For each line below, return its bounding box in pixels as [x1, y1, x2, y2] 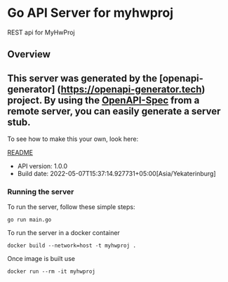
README [7, 149, 34, 157]
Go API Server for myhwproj [7, 5, 174, 21]
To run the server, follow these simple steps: [7, 203, 135, 211]
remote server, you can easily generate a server [7, 105, 221, 117]
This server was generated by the [7, 72, 158, 84]
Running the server [7, 187, 74, 197]
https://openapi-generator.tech [60, 83, 202, 95]
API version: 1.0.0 [17, 162, 68, 170]
